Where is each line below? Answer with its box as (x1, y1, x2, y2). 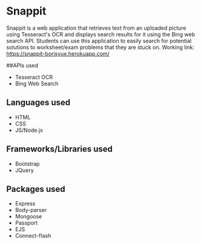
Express (15, 200, 36, 207)
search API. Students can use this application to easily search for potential (6, 37, 192, 44)
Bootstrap (15, 160, 40, 167)
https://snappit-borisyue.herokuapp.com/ (6, 50, 110, 57)
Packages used (6, 183, 65, 194)
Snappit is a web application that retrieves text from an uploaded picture (6, 24, 186, 31)
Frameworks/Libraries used (6, 144, 113, 154)
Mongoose (15, 213, 42, 220)
